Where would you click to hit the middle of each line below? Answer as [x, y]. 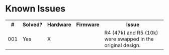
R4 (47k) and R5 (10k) [131, 32]
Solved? [32, 24]
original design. [122, 45]
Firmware [88, 24]
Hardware [59, 24]
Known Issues [35, 9]
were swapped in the [129, 39]
